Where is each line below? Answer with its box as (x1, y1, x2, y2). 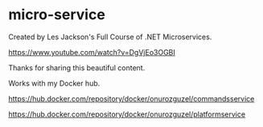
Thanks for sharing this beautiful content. (8, 62, 146, 73)
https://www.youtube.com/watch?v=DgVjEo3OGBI (8, 47, 175, 57)
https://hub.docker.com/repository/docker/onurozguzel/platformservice (8, 109, 246, 119)
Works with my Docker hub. (8, 78, 101, 88)
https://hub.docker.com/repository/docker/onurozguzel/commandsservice (8, 93, 255, 103)
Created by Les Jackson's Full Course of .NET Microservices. (8, 32, 212, 42)
